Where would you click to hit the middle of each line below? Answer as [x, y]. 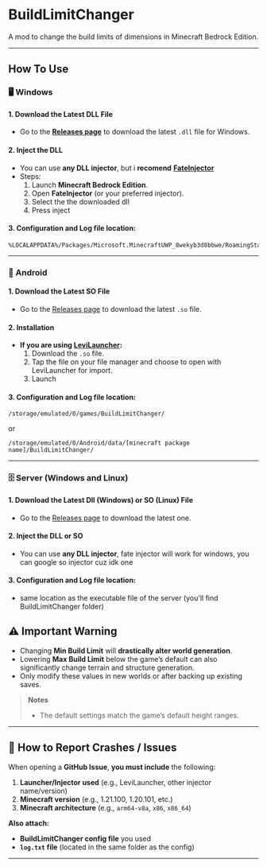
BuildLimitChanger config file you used [85, 838]
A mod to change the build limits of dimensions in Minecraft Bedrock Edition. [133, 37]
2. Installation [31, 327]
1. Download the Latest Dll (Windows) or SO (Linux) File [101, 500]
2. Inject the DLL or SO [46, 536]
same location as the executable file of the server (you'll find [119, 597]
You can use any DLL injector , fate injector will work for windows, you [134, 554]
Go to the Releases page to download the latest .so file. [110, 309]
